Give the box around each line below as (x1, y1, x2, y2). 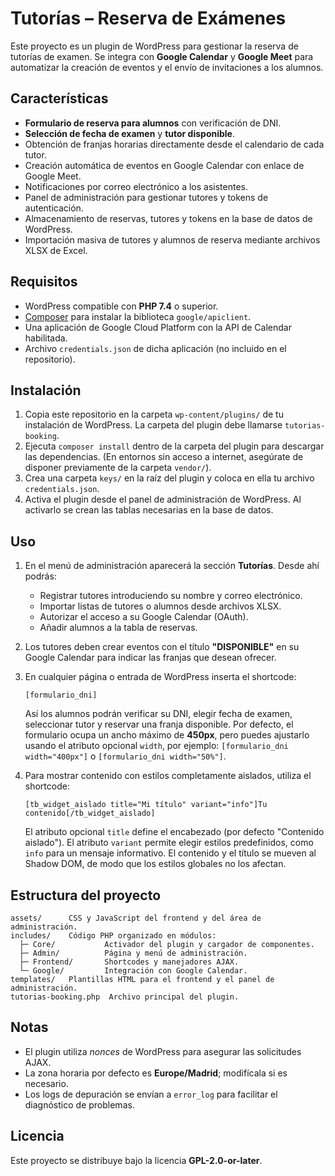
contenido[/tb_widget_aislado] (24, 808, 156, 819)
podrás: (24, 570, 57, 582)
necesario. (24, 1077, 69, 1089)
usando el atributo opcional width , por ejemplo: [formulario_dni (24, 740, 289, 752)
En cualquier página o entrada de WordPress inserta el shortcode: (24, 671, 297, 683)
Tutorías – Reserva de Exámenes (10, 7, 287, 30)
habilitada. (24, 332, 68, 344)
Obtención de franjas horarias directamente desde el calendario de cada (24, 138, 325, 150)
